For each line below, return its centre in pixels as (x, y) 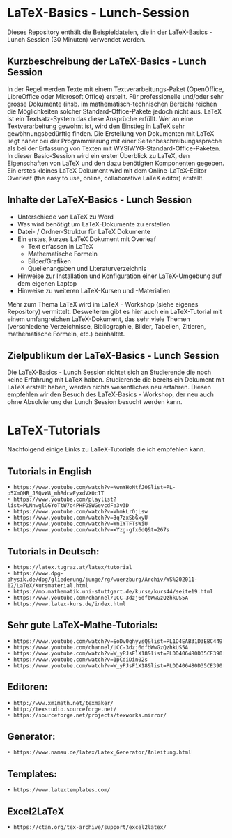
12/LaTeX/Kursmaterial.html (48, 585)
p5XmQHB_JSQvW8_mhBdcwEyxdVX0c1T (56, 494)
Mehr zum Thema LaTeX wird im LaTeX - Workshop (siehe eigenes (103, 304)
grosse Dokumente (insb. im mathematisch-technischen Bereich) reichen (112, 104)
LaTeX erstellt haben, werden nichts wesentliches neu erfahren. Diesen (109, 387)
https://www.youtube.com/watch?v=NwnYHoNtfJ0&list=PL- (95, 488)
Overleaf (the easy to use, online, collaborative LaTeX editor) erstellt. (106, 178)
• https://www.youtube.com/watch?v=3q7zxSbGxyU (78, 518)
